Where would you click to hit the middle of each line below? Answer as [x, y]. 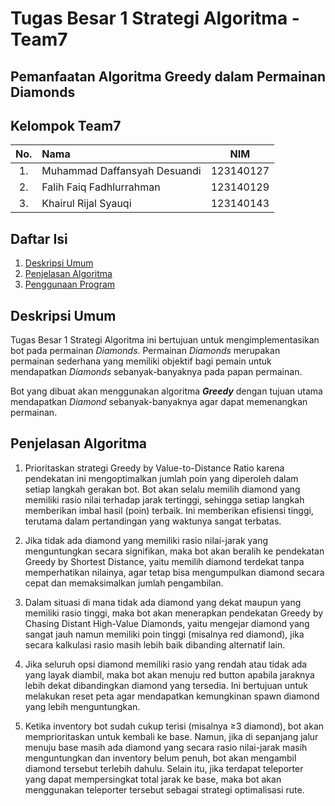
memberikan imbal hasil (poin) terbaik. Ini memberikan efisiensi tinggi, [169, 510]
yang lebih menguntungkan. [82, 706]
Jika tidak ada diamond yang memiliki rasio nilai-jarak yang [146, 540]
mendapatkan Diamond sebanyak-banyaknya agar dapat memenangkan [159, 402]
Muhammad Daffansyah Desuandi [121, 171]
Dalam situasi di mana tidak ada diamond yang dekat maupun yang [163, 602]
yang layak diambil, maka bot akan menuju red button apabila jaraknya [169, 674]
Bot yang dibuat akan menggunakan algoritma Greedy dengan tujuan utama [166, 391]
